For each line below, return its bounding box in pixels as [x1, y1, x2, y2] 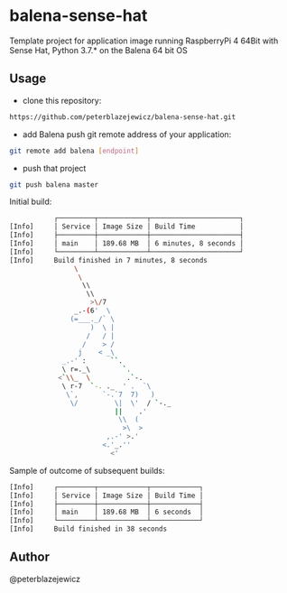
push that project [22, 162, 87, 173]
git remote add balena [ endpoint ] [9, 146, 140, 155]
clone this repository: [22, 95, 102, 106]
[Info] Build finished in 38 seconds [9, 524, 168, 533]
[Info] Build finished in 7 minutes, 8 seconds [9, 255, 208, 264]
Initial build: [9, 196, 52, 208]
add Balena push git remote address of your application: [22, 128, 232, 140]
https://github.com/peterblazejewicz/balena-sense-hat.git [9, 112, 236, 122]
